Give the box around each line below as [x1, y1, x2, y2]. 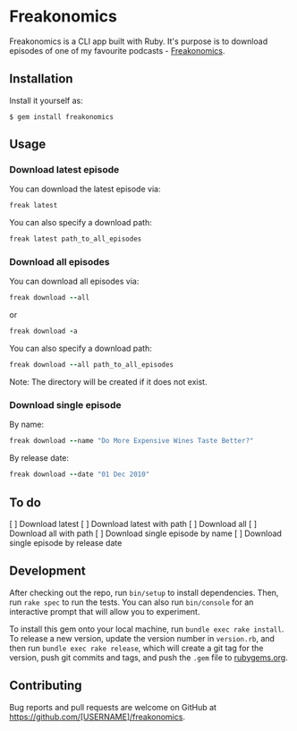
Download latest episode [9, 164, 120, 176]
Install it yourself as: [9, 95, 83, 106]
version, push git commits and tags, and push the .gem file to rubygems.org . [9, 651, 289, 663]
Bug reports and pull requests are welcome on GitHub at [9, 701, 217, 712]
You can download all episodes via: [9, 276, 140, 287]
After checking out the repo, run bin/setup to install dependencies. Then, [9, 587, 279, 598]
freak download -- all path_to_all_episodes [9, 361, 174, 370]
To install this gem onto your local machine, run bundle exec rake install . [9, 624, 284, 634]
